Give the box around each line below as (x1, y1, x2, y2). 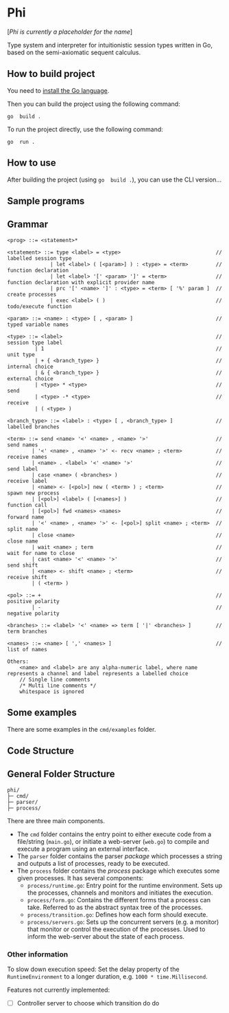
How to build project (7, 68, 95, 80)
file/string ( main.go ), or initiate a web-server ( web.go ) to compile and (16, 837, 209, 845)
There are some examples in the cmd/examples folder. (7, 725, 156, 733)
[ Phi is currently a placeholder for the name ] (7, 28, 133, 36)
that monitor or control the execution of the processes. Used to (27, 925, 206, 933)
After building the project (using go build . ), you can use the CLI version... (7, 175, 221, 184)
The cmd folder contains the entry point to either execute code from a (16, 830, 212, 838)
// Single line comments (19, 676, 91, 683)
